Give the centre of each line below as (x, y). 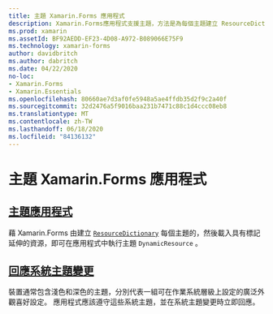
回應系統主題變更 (51, 271)
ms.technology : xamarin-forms (60, 46)
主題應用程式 (41, 212)
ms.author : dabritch (43, 62)
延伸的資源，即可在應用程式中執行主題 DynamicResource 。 (106, 243)
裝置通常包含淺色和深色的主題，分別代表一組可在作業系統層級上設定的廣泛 (133, 292)
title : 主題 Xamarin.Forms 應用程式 (67, 16)
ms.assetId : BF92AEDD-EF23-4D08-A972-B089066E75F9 (96, 39)
